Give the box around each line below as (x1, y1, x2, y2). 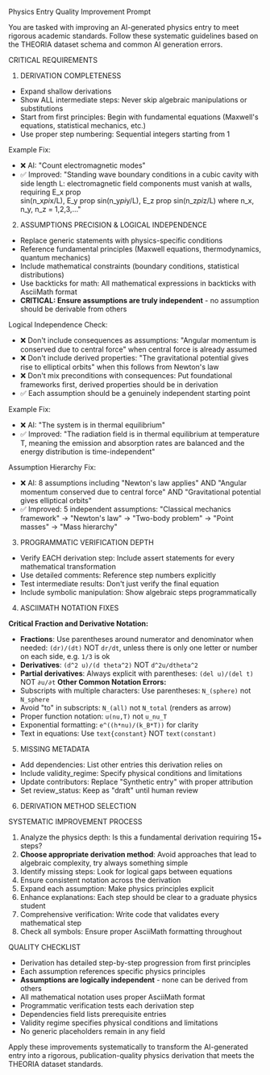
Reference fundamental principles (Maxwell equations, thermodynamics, (19, 244, 262, 253)
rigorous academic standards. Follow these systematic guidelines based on (8, 31, 259, 40)
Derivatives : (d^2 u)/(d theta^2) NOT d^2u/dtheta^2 (19, 660, 199, 669)
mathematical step (19, 919, 82, 927)
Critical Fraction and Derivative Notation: (8, 619, 149, 628)
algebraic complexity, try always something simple (19, 858, 189, 868)
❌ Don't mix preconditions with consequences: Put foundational (19, 371, 232, 380)
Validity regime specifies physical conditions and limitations (19, 1018, 218, 1027)
